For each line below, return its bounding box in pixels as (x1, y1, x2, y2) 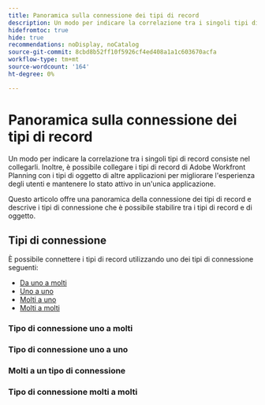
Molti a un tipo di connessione (8, 366, 126, 377)
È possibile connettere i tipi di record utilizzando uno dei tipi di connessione (8, 255, 254, 264)
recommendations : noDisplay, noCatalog (8, 41, 140, 49)
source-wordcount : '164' (8, 63, 90, 71)
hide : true (8, 33, 44, 42)
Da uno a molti (19, 278, 67, 288)
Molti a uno (19, 295, 57, 304)
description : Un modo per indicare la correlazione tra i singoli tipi (8, 19, 248, 27)
